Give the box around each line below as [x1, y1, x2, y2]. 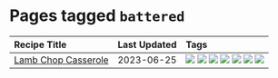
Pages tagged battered [9, 5, 185, 26]
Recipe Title [14, 38, 67, 51]
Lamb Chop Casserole [14, 54, 109, 66]
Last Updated [117, 38, 177, 51]
